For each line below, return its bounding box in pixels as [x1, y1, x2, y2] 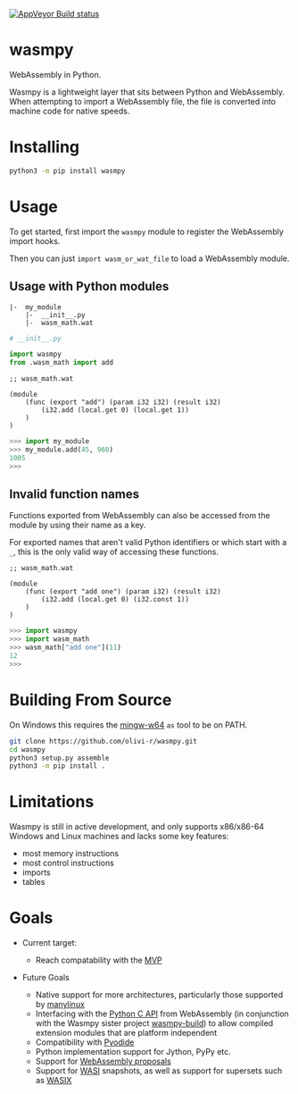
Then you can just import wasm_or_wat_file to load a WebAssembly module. [9, 253, 290, 264]
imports [21, 867, 51, 878]
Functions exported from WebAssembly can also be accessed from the [9, 510, 270, 521]
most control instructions [21, 858, 114, 869]
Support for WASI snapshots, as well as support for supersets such [35, 1065, 283, 1076]
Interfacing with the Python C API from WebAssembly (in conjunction [35, 1008, 290, 1019]
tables [21, 877, 46, 888]
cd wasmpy [9, 745, 46, 754]
